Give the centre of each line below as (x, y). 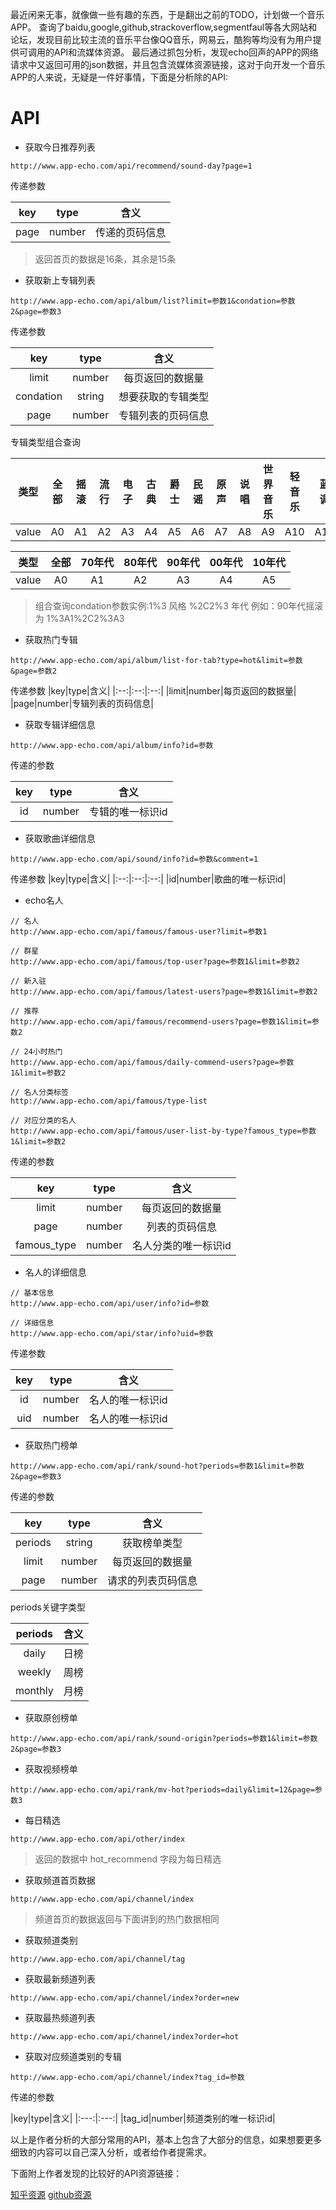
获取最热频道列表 (60, 2017)
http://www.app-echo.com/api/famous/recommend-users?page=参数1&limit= (161, 1021)
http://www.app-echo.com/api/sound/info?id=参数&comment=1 (134, 859)
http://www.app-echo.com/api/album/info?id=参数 (112, 745)
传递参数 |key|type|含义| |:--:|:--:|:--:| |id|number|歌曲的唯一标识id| (148, 879)
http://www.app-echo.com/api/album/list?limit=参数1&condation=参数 (153, 301)
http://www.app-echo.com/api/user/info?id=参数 (110, 1303)
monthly (34, 1690)
